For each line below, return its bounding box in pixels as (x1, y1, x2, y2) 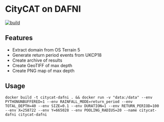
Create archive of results (12, 57, 62, 63)
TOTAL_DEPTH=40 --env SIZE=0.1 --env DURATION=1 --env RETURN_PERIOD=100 (5, 103, 160, 108)
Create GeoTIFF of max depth (12, 62, 73, 68)
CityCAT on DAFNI (5, 3, 81, 15)
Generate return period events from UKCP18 (12, 52, 102, 58)
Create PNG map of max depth (12, 68, 75, 73)
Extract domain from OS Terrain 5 (12, 47, 81, 52)
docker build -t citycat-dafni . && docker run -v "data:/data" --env (5, 95, 153, 100)
